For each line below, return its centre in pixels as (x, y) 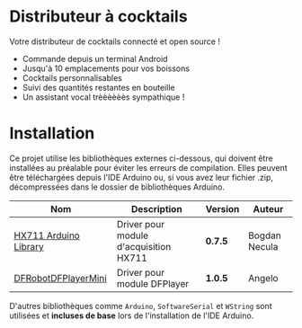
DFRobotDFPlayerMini (61, 278)
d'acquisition (144, 246)
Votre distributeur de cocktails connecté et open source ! (115, 41)
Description (156, 208)
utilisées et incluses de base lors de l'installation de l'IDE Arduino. (132, 315)
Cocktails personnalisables (72, 77)
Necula (263, 246)
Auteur (268, 208)
